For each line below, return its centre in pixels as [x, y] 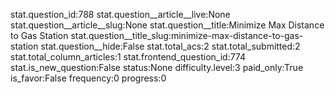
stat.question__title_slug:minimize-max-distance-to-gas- [187, 35]
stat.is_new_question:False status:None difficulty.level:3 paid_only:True [157, 67]
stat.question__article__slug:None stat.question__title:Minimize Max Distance [167, 25]
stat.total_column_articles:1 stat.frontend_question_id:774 [128, 57]
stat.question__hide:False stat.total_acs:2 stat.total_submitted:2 [170, 46]
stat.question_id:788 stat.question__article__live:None [120, 14]
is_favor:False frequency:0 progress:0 [88, 78]
